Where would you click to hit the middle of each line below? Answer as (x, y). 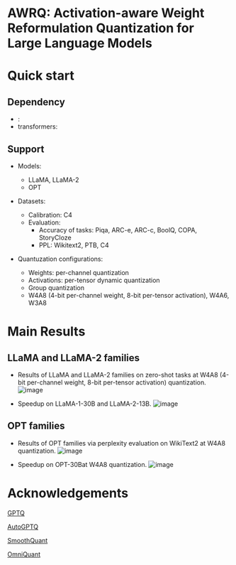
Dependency (36, 102)
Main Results (46, 332)
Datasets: (32, 201)
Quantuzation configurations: (60, 259)
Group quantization (56, 288)
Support (26, 149)
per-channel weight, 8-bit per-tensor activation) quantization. (117, 382)
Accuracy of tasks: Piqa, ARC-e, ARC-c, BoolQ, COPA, (118, 230)
